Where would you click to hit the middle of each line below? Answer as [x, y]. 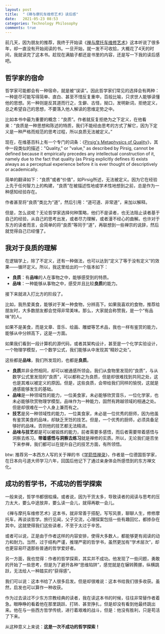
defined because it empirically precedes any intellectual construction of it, [80, 154]
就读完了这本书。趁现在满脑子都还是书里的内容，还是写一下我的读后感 [89, 55]
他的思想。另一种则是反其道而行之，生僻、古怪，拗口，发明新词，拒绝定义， [82, 103]
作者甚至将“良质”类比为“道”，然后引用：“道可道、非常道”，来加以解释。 [77, 202]
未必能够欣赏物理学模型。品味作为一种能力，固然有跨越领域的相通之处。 [85, 401]
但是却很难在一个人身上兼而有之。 [47, 407]
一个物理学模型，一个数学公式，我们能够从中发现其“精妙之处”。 [69, 349]
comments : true [21, 28]
